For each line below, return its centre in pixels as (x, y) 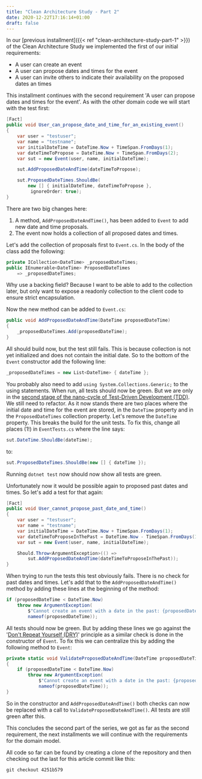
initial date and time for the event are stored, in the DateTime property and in (100, 410)
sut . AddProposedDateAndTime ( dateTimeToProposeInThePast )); (103, 559)
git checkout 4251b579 (35, 770)
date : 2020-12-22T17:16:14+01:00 (48, 17)
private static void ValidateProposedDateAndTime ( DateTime (82, 658)
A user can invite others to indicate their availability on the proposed (99, 77)
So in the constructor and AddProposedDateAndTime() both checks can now (98, 703)
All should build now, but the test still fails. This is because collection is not (99, 349)
